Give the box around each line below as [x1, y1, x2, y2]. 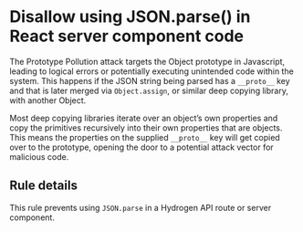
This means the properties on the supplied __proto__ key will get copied [9, 132, 280, 142]
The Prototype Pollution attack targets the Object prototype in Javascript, [9, 56, 286, 67]
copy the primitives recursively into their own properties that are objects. [9, 121, 283, 133]
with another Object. [9, 94, 87, 106]
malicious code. [9, 151, 69, 162]
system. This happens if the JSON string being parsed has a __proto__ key [9, 75, 290, 86]
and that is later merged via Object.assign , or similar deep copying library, [9, 85, 289, 96]
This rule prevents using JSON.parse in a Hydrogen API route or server [9, 202, 272, 213]
